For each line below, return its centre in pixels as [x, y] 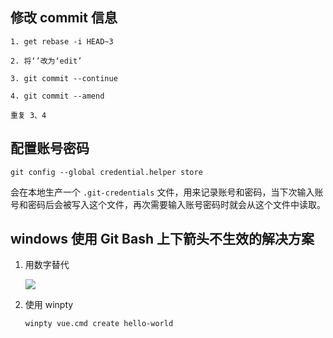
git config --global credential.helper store [106, 172]
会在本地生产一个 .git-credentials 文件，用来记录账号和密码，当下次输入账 [167, 192]
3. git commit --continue [64, 78]
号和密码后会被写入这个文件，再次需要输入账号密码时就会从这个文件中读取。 [168, 204]
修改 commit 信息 [64, 18]
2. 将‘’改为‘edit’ [46, 61]
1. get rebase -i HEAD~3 [62, 41]
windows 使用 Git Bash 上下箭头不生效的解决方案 [162, 239]
